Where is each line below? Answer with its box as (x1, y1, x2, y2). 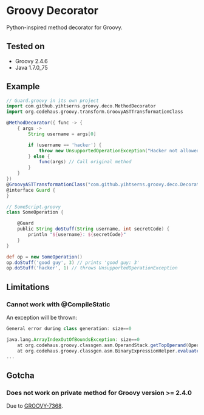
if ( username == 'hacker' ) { (28, 142, 102, 148)
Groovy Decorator (6, 4, 99, 18)
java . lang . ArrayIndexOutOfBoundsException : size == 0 (6, 336, 140, 343)
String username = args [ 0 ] (28, 131, 97, 137)
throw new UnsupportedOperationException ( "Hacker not (38, 147, 178, 154)
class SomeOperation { (6, 209, 64, 215)
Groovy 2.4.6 (15, 57, 48, 64)
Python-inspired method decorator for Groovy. (6, 24, 123, 31)
